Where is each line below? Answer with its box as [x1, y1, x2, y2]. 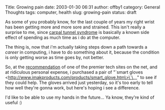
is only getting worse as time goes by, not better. [5, 55, 105, 60]
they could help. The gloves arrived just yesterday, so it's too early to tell [5, 80, 153, 85]
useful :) [5, 100, 22, 105]
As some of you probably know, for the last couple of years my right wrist [5, 19, 155, 25]
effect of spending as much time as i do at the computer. [5, 34, 121, 40]
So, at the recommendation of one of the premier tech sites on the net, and [5, 64, 158, 70]
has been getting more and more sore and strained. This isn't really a [5, 24, 146, 30]
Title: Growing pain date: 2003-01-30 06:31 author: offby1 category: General [5, 4, 161, 10]
